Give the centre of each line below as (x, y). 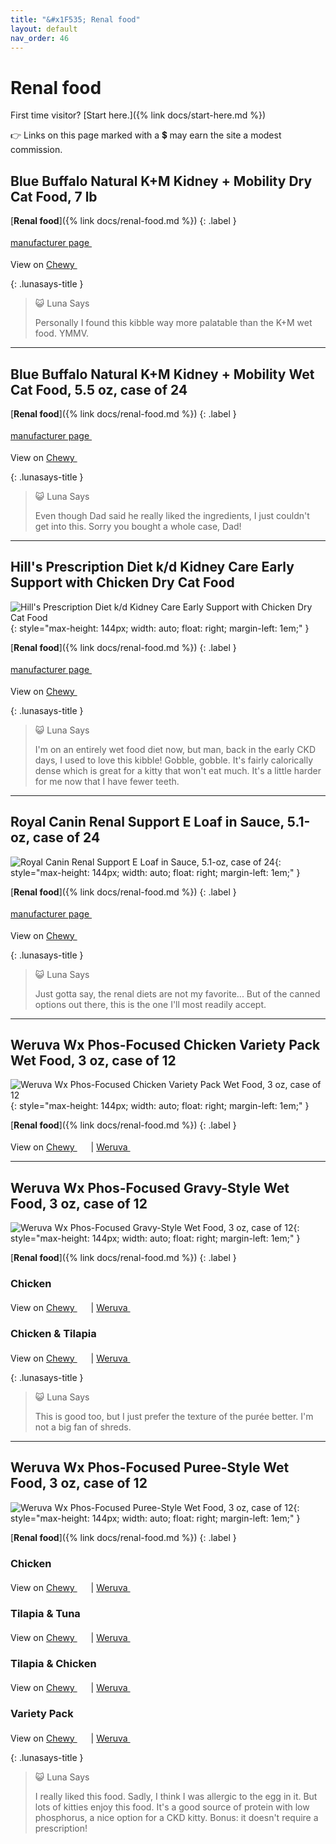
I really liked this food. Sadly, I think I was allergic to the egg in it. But (176, 1796)
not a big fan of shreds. (83, 1427)
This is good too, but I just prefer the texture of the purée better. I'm (174, 1416)
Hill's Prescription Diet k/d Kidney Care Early (152, 567)
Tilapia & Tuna (45, 1613)
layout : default (44, 29)
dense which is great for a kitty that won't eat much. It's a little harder (178, 770)
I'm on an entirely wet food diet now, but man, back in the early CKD (175, 749)
